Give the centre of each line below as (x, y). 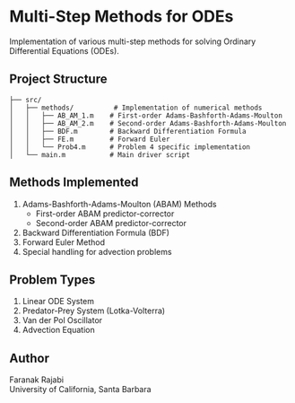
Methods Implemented (74, 183)
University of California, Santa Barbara (80, 390)
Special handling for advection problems (97, 251)
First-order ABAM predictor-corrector (105, 214)
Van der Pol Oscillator (62, 320)
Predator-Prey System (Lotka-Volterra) (94, 311)
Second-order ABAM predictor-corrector (111, 223)
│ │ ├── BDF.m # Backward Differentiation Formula (128, 131)
